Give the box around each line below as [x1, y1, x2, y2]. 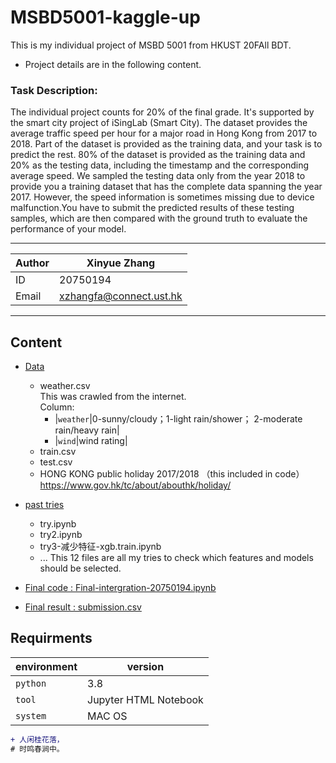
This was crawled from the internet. [39, 391, 187, 403]
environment [15, 659, 78, 673]
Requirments [10, 630, 93, 647]
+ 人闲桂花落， [10, 734, 65, 745]
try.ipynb [39, 518, 77, 530]
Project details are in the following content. [24, 58, 202, 70]
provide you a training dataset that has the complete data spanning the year [10, 181, 323, 193]
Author [15, 256, 50, 270]
